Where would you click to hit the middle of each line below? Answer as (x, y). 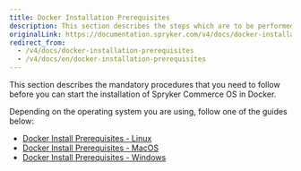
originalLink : (36, 34)
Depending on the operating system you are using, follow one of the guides (149, 111)
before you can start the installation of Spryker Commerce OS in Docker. (143, 94)
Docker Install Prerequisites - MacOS (90, 148)
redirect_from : (38, 43)
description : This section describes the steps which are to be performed (152, 26)
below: (21, 121)
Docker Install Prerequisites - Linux (87, 138)
